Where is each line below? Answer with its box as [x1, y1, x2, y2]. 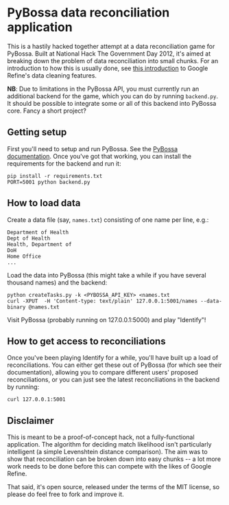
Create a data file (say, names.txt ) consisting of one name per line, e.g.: [7, 215, 209, 224]
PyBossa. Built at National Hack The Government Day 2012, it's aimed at [7, 49, 211, 58]
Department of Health [7, 229, 69, 236]
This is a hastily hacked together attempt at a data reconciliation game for [7, 42, 215, 50]
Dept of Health [7, 235, 51, 242]
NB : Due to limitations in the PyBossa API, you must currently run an [7, 85, 200, 93]
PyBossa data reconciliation [7, 5, 170, 21]
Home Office [7, 253, 41, 260]
